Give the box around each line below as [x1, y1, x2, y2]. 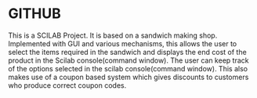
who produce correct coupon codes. [8, 80, 127, 90]
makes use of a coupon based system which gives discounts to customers [8, 72, 249, 82]
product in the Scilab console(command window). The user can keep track [8, 56, 249, 65]
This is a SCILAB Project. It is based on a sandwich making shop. [8, 31, 218, 40]
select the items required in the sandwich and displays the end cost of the [8, 47, 247, 56]
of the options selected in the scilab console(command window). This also [8, 64, 248, 73]
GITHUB [8, 5, 61, 23]
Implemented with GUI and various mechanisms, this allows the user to [8, 38, 237, 48]
